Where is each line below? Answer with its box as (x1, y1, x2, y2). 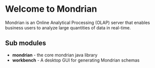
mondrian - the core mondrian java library (12, 52, 98, 58)
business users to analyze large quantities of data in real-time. (5, 24, 131, 30)
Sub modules (5, 39, 47, 47)
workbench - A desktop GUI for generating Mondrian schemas (12, 57, 140, 63)
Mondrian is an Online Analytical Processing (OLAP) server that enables (5, 20, 151, 25)
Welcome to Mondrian (5, 3, 97, 15)
